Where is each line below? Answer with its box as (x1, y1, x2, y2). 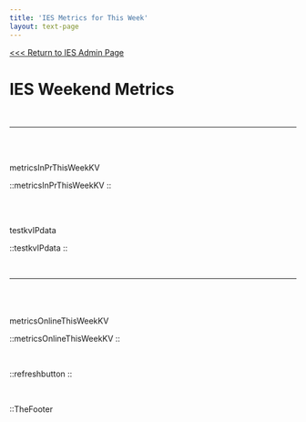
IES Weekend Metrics (9, 78, 175, 99)
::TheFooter (9, 404, 53, 415)
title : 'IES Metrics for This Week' (9, 13, 148, 23)
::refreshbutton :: (9, 368, 73, 379)
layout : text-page (9, 22, 79, 31)
